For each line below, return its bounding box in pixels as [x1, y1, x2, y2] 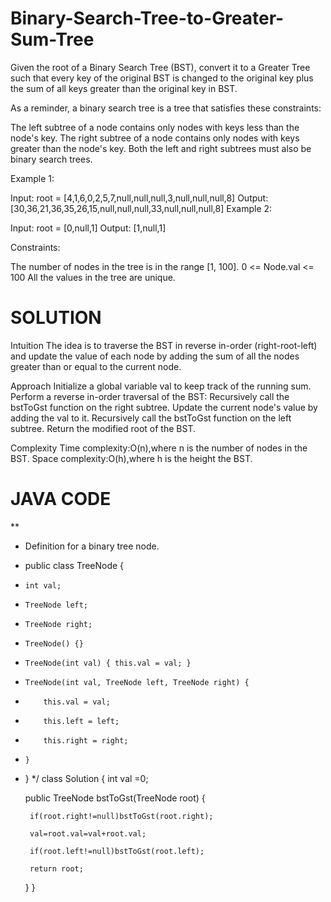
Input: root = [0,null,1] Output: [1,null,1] [10, 222, 167, 234]
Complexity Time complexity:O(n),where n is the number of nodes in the [10, 442, 308, 454]
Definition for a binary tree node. [24, 540, 160, 552]
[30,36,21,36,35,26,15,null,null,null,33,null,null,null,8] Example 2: [10, 202, 273, 214]
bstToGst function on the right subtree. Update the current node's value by [10, 401, 318, 413]
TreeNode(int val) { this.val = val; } [24, 658, 192, 668]
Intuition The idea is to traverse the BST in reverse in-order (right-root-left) [10, 339, 318, 351]
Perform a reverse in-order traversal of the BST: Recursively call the [10, 390, 290, 402]
